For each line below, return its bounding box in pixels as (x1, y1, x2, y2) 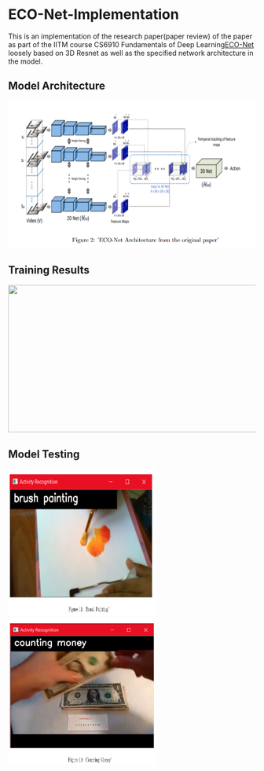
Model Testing (8, 447, 80, 461)
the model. (8, 57, 43, 66)
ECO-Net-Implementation (8, 6, 179, 24)
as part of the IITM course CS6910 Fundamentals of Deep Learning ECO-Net (8, 39, 255, 49)
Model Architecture (8, 79, 106, 93)
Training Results (8, 263, 90, 277)
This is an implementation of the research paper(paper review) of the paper (8, 31, 253, 41)
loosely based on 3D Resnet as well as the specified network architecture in (8, 48, 254, 57)
